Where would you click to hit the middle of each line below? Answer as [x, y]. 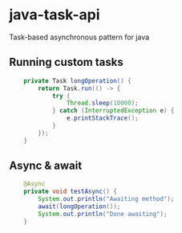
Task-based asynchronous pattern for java [79, 37]
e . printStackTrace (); [102, 118]
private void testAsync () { [70, 192]
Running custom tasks [66, 62]
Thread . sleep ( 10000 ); [102, 103]
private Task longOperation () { [77, 81]
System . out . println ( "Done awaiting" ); [103, 214]
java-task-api [55, 15]
